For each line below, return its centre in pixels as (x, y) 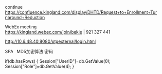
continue (14, 7)
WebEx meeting (21, 27)
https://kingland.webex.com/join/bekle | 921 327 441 (58, 32)
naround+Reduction (25, 17)
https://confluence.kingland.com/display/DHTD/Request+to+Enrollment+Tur (81, 12)
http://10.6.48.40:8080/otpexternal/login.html (51, 41)
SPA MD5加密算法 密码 (29, 51)
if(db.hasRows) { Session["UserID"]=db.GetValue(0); (58, 61)
